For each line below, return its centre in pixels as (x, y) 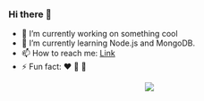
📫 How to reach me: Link (68, 54)
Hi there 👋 (30, 14)
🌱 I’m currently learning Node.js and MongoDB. (108, 43)
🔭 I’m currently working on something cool (99, 34)
